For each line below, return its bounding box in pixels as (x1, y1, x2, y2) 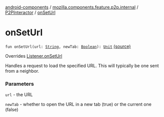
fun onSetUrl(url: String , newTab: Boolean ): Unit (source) (5, 43, 131, 49)
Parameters (5, 80, 34, 87)
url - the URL (5, 92, 33, 98)
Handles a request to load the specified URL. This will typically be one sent (5, 62, 159, 69)
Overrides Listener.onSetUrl (5, 53, 62, 59)
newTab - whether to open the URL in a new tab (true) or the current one (5, 102, 152, 108)
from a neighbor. (5, 68, 39, 74)
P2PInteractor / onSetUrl (5, 9, 56, 15)
